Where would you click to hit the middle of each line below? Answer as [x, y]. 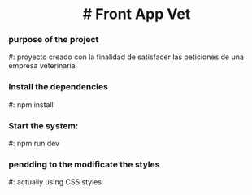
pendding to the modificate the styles [84, 165]
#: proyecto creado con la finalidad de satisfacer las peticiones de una [126, 57]
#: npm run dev [34, 144]
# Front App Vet [137, 14]
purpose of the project [54, 40]
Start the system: [43, 125]
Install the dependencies [58, 87]
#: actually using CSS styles [55, 182]
